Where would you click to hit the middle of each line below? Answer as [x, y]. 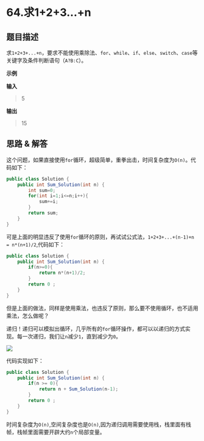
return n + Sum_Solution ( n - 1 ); [79, 389]
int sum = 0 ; [42, 190]
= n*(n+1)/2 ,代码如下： [36, 244]
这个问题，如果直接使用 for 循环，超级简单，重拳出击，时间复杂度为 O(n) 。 [99, 160]
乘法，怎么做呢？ [28, 315]
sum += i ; [49, 202]
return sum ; [44, 213]
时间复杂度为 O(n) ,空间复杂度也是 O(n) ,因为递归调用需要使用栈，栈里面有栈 [99, 424]
